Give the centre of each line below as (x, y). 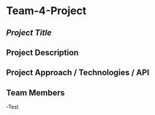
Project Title (29, 33)
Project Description (42, 52)
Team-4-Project (46, 11)
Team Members (35, 93)
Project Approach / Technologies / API (78, 73)
